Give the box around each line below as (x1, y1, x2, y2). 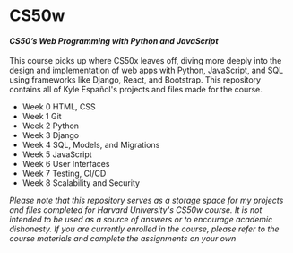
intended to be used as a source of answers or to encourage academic (9, 214, 273, 225)
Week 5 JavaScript (22, 149, 92, 160)
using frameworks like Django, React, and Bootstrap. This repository (9, 74, 262, 85)
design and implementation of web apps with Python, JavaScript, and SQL (9, 65, 284, 76)
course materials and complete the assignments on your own (9, 233, 237, 244)
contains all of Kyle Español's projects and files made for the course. (9, 84, 263, 95)
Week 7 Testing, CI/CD (22, 168, 107, 179)
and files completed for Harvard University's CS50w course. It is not (9, 205, 263, 215)
